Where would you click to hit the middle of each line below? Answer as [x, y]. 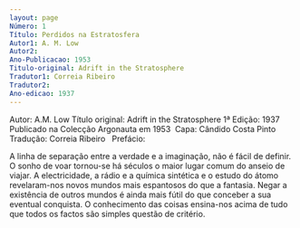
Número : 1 [28, 26]
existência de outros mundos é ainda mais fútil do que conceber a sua [140, 195]
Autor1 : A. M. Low [44, 43]
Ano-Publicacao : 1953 [50, 60]
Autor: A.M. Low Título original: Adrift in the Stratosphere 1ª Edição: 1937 [145, 119]
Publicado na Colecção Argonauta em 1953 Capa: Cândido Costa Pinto [143, 128]
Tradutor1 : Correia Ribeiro [63, 77]
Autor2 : [24, 52]
